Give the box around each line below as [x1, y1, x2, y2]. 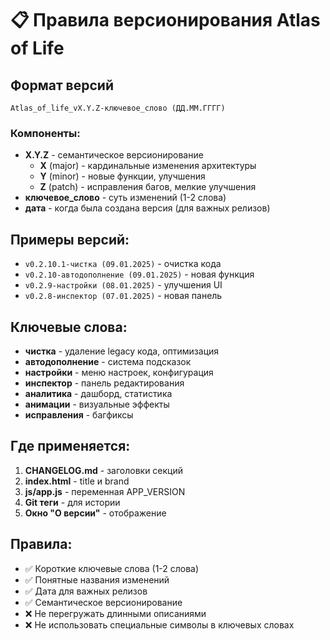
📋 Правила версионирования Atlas [10, 9, 321, 32]
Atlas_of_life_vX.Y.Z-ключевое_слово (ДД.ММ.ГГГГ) [10, 103, 226, 113]
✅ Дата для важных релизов [24, 585, 148, 597]
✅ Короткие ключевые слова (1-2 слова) [24, 562, 200, 574]
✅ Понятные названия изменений [24, 573, 170, 586]
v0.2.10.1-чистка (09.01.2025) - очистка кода [24, 258, 222, 270]
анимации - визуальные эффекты [24, 398, 170, 410]
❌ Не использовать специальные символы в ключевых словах [24, 618, 295, 631]
